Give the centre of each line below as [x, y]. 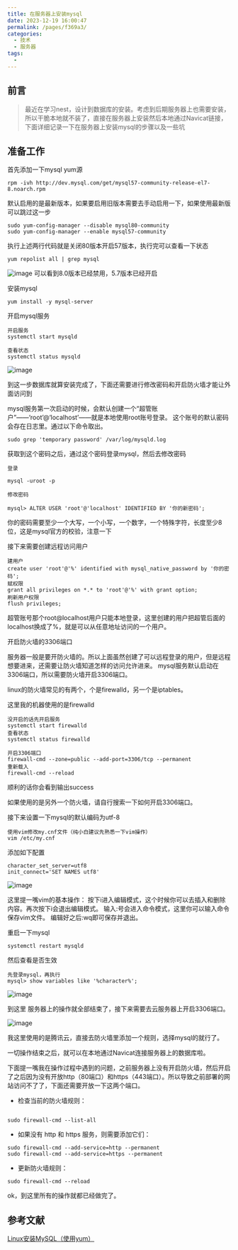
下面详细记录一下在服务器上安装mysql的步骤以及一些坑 [105, 127]
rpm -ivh [20, 183]
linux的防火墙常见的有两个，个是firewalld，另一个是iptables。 [97, 690]
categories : [25, 34]
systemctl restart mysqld [45, 946]
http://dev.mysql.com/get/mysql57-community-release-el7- [123, 183]
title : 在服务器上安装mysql [45, 14]
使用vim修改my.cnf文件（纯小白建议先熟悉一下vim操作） [79, 832]
